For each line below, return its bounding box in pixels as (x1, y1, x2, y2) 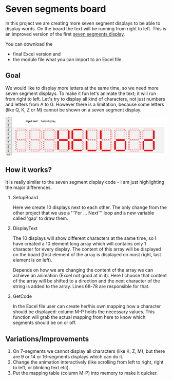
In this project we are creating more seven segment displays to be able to (5, 20, 161, 26)
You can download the (5, 41, 53, 47)
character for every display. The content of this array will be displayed (12, 246, 161, 252)
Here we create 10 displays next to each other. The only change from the (12, 204, 167, 211)
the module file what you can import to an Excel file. (12, 56, 123, 62)
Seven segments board (5, 3, 106, 15)
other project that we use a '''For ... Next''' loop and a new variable (12, 210, 155, 216)
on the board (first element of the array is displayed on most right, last (12, 252, 161, 258)
